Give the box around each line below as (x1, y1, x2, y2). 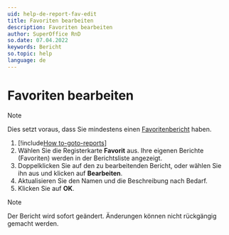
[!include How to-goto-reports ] (17, 138, 107, 147)
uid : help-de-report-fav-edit (7, 10, 97, 18)
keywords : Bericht (7, 43, 62, 51)
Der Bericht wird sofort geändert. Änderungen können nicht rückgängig (7, 211, 217, 220)
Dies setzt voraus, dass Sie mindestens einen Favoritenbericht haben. (7, 125, 212, 133)
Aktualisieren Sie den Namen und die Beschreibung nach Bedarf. (17, 176, 208, 185)
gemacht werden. (7, 219, 59, 228)
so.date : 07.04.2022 (7, 37, 69, 44)
